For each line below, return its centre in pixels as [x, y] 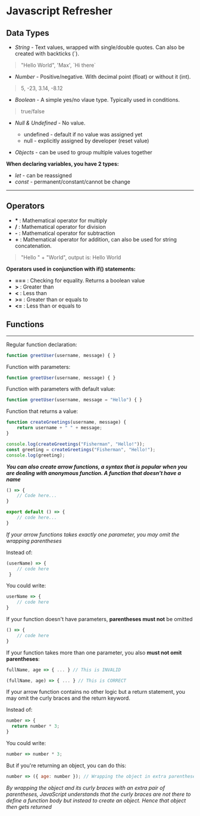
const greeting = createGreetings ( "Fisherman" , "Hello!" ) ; [81, 449]
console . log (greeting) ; [36, 455]
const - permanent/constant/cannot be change [73, 182]
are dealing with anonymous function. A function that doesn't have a [94, 473]
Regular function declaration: [42, 345]
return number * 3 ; [36, 726]
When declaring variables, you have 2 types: [62, 164]
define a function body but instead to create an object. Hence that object [96, 801]
